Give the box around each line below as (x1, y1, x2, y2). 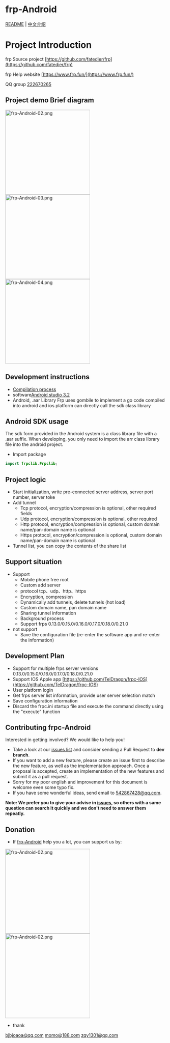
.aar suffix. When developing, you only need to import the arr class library (5, 436, 160, 442)
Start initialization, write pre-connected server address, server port (12, 489, 154, 495)
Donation (5, 825, 35, 834)
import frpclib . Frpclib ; (5, 461, 58, 466)
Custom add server (20, 582, 61, 588)
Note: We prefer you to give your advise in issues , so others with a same (5, 800, 161, 806)
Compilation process (12, 386, 56, 392)
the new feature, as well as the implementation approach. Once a (12, 763, 149, 769)
